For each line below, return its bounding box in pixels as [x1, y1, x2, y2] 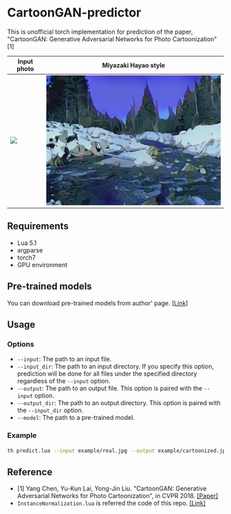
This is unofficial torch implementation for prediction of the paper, [7, 28, 194, 36]
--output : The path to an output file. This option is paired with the [16, 384, 203, 393]
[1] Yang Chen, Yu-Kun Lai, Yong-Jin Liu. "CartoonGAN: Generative [16, 484, 207, 493]
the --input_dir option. [16, 406, 84, 414]
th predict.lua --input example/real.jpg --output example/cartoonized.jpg [7, 447, 229, 454]
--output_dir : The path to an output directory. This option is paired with [16, 399, 221, 407]
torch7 [16, 253, 36, 261]
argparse [16, 246, 43, 254]
